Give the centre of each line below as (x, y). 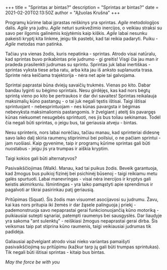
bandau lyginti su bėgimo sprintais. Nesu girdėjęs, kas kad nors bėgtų (78, 90)
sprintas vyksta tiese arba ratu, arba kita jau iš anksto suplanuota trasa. (79, 70)
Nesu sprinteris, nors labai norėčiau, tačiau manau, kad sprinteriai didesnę (82, 132)
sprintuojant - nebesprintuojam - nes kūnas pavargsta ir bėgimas (73, 106)
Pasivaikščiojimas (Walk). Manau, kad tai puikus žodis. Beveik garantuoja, (81, 168)
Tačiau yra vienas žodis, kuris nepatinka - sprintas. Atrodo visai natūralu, (81, 54)
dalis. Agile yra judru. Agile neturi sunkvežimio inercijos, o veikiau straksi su (84, 28)
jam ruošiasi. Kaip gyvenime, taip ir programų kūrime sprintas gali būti (78, 143)
